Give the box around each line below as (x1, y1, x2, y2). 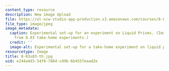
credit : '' (10, 40, 33, 45)
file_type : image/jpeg (5, 21, 53, 26)
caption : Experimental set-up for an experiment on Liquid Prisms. (10, 30, 154, 35)
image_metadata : (5, 26, 39, 31)
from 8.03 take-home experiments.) (14, 35, 89, 40)
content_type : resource (5, 7, 55, 12)
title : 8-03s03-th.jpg (5, 53, 53, 59)
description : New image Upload (5, 12, 71, 17)
